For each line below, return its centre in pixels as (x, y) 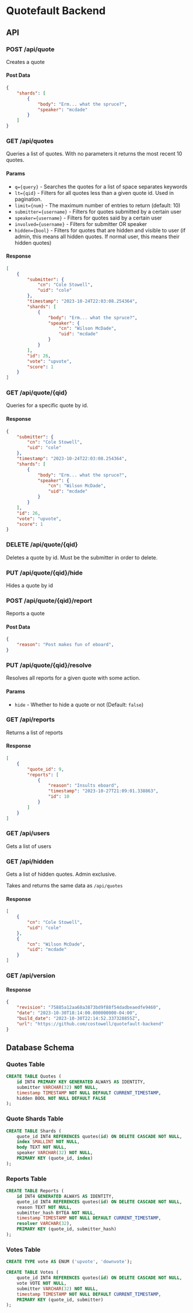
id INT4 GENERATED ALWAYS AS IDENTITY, (65, 1196)
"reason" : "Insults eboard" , (83, 786)
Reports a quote (26, 613)
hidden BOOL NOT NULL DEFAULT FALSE (62, 1098)
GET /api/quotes (30, 141)
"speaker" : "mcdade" (62, 110)
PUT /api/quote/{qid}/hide (45, 572)
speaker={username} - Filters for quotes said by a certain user (88, 218)
